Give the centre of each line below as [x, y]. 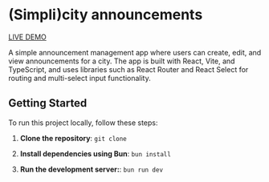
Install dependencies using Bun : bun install [95, 153]
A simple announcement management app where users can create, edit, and [135, 52]
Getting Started [48, 103]
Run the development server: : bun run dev [91, 169]
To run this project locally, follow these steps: [83, 123]
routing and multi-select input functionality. [79, 78]
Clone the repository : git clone [73, 138]
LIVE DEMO [27, 37]
